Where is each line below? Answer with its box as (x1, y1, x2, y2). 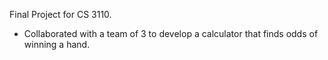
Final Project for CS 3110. (9, 9, 112, 20)
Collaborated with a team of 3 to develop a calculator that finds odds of (23, 28, 319, 39)
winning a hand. (23, 39, 91, 50)
